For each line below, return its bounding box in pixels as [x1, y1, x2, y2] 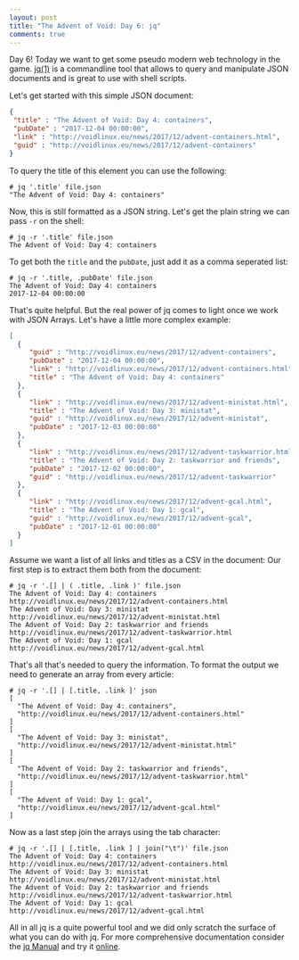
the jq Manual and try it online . [9, 941, 121, 952]
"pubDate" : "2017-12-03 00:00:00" [28, 423, 162, 432]
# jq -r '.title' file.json [9, 233, 114, 242]
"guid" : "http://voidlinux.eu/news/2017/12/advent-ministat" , [28, 414, 269, 424]
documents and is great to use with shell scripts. [9, 73, 187, 84]
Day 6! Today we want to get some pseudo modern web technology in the [9, 54, 280, 65]
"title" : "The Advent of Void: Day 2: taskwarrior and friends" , [28, 456, 280, 465]
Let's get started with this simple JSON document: [9, 90, 194, 101]
